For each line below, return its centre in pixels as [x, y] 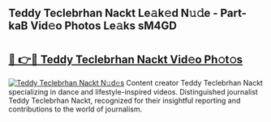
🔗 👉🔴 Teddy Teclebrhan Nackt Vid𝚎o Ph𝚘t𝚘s [126, 59]
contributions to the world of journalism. [75, 109]
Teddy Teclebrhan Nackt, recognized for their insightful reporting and [125, 101]
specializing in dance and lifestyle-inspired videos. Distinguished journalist [133, 92]
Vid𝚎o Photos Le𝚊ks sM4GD [103, 26]
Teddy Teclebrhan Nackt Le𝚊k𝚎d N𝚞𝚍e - [113, 13]
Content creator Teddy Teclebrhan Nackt [195, 83]
